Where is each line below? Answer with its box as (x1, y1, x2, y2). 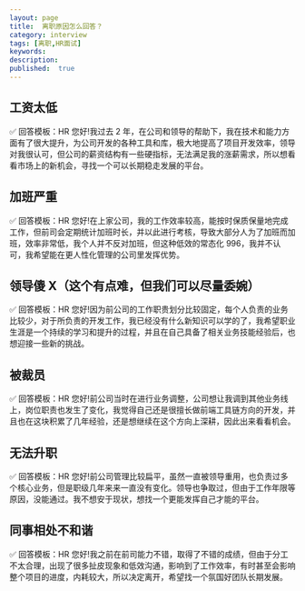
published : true (9, 65, 75, 74)
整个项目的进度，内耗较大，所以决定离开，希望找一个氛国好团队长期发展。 (9, 571, 288, 582)
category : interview (9, 30, 88, 39)
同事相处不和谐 (9, 523, 93, 538)
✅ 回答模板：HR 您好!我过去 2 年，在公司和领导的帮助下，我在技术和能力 (9, 125, 282, 136)
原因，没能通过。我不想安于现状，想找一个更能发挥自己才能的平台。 (9, 493, 264, 505)
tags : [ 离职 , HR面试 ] (9, 38, 82, 48)
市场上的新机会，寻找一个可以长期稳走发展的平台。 (16, 160, 209, 171)
